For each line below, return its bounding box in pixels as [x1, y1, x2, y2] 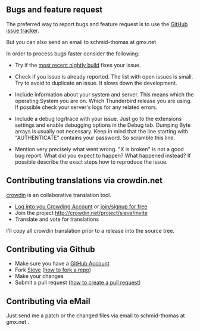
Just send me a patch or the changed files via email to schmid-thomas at [6, 312, 185, 319]
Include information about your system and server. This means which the [14, 90, 194, 98]
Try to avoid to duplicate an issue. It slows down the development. [14, 79, 177, 86]
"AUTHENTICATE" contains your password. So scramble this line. [14, 134, 176, 141]
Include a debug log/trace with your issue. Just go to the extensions [14, 115, 182, 122]
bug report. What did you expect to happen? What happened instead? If [14, 152, 191, 159]
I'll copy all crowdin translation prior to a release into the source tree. [6, 227, 174, 234]
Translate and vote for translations [14, 216, 99, 223]
